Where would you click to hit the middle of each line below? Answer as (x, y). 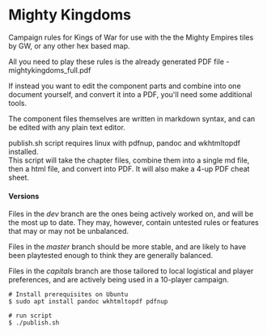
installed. (23, 151)
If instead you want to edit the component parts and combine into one (125, 86)
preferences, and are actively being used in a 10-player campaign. (119, 280)
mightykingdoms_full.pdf (50, 70)
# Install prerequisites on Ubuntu (68, 295)
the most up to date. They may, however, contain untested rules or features (133, 223)
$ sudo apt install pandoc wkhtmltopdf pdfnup (88, 302)
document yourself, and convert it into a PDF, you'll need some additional (130, 94)
